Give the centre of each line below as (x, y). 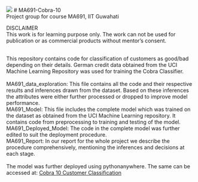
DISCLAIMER (22, 28)
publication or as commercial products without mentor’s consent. (86, 41)
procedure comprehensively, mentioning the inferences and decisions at (95, 147)
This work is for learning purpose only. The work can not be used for (91, 34)
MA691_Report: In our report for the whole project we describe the (88, 141)
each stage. (21, 154)
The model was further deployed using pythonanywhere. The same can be (98, 166)
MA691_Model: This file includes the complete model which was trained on (98, 109)
